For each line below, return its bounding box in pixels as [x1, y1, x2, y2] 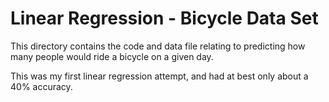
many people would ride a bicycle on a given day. [10, 50, 214, 62]
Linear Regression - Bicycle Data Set [10, 7, 319, 30]
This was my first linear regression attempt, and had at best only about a [10, 70, 309, 82]
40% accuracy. [10, 80, 73, 92]
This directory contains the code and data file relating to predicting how [10, 40, 306, 52]
